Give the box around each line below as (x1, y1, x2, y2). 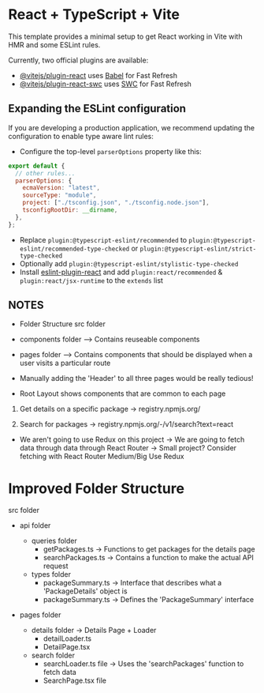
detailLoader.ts (43, 634, 92, 643)
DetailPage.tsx (43, 642, 91, 652)
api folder (19, 521, 51, 530)
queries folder (31, 536, 77, 546)
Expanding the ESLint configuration (8, 102, 187, 115)
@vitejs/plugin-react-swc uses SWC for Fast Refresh (19, 79, 191, 89)
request (43, 561, 69, 571)
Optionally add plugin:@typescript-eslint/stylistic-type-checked (19, 258, 239, 268)
